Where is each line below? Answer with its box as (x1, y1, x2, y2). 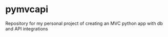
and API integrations (5, 25, 48, 31)
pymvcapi (5, 4, 49, 15)
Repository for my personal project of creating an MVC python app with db (5, 20, 163, 26)
